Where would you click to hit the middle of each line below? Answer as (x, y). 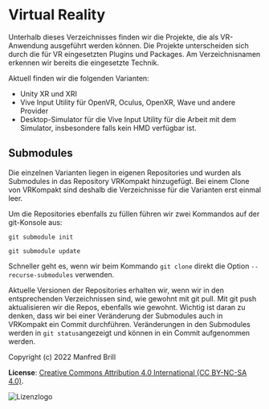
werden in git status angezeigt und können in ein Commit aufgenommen (129, 333)
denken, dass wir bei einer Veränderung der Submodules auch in (116, 316)
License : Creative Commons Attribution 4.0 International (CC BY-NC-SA (128, 372)
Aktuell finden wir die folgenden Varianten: (79, 78)
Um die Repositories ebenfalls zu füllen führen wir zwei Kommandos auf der (134, 214)
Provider (34, 111)
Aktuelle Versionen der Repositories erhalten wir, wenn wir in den (116, 290)
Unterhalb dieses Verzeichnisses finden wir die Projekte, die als (114, 37)
